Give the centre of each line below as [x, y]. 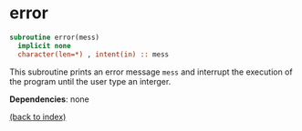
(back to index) [38, 116]
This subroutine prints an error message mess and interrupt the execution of [151, 72]
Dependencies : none [49, 99]
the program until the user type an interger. [90, 81]
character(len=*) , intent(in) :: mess [94, 54]
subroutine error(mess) [55, 37]
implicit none [44, 45]
